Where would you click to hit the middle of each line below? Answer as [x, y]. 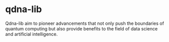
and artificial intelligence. [31, 34]
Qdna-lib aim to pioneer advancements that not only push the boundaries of [85, 23]
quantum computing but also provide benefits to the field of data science [81, 28]
